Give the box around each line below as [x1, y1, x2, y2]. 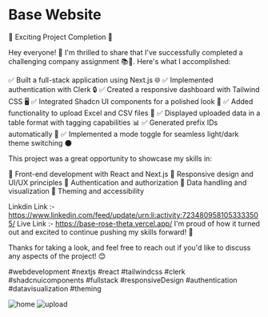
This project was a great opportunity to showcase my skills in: [8, 154, 212, 163]
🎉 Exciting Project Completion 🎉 [8, 32, 114, 42]
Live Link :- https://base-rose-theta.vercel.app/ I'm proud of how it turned [17, 219, 260, 228]
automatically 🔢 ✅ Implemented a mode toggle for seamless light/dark [8, 129, 239, 138]
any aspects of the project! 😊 [8, 251, 106, 261]
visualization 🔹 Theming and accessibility [8, 186, 145, 195]
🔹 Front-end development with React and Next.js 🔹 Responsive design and [8, 169, 254, 179]
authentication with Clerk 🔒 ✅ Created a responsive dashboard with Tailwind [8, 84, 260, 94]
